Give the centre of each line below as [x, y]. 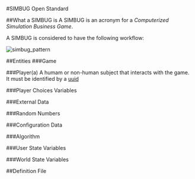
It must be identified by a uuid [42, 79]
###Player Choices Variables [41, 90]
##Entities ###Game [31, 61]
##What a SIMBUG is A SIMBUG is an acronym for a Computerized [87, 20]
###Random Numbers [33, 113]
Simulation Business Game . [40, 26]
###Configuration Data [34, 125]
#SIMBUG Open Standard [37, 9]
